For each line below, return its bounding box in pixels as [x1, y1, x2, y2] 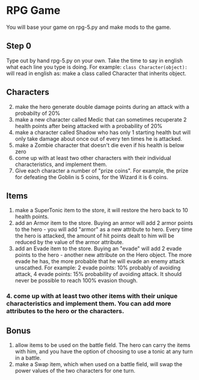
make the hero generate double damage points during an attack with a [14, 103, 189, 110]
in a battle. [14, 354, 41, 361]
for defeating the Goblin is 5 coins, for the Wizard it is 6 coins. [14, 173, 168, 180]
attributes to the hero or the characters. [6, 307, 124, 316]
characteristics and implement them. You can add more [6, 299, 171, 308]
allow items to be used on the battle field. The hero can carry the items [14, 342, 191, 349]
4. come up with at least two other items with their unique [6, 292, 178, 301]
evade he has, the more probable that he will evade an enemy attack [14, 258, 185, 265]
